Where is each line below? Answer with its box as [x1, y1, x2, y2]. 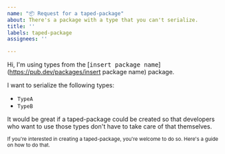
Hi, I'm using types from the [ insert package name [7, 60, 159, 69]
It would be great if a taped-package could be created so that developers [7, 115, 215, 124]
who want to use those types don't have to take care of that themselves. [7, 122, 212, 131]
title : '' [7, 23, 36, 30]
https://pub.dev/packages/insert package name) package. [9, 68, 175, 76]
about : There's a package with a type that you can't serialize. [7, 16, 198, 23]
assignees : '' [7, 36, 48, 43]
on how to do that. [7, 142, 50, 148]
